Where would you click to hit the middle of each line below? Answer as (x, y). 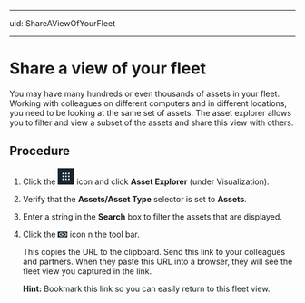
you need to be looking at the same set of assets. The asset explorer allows (151, 112)
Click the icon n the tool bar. (81, 234)
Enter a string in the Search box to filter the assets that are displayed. (152, 216)
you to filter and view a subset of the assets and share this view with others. (152, 122)
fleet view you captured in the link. (87, 271)
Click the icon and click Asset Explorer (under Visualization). (146, 181)
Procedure (40, 151)
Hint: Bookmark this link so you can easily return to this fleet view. (146, 288)
